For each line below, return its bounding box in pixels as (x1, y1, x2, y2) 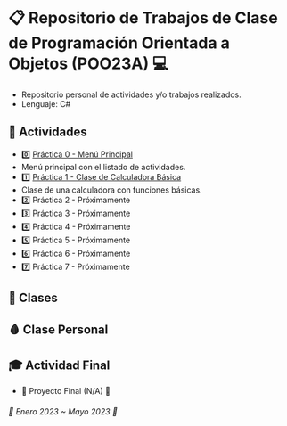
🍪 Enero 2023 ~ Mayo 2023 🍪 (8, 406, 118, 416)
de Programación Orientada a (8, 33, 231, 53)
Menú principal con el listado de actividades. (20, 161, 186, 172)
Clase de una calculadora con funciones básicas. (20, 184, 202, 195)
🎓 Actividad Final (8, 357, 111, 373)
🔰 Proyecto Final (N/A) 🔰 (20, 386, 111, 397)
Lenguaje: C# (20, 98, 71, 109)
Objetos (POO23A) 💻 (8, 53, 169, 74)
